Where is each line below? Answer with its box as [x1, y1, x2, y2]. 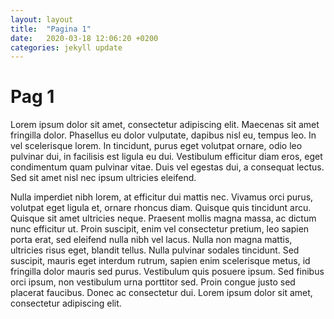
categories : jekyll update [10, 42, 123, 53]
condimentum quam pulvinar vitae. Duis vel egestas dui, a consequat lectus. [10, 161, 325, 173]
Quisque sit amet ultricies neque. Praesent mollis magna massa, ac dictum [10, 212, 317, 225]
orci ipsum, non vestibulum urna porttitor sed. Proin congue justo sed [10, 276, 296, 288]
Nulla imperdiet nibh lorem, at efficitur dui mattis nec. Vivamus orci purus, [10, 191, 314, 203]
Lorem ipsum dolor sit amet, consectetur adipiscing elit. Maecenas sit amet [10, 119, 320, 131]
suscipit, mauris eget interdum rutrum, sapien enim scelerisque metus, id [10, 255, 311, 267]
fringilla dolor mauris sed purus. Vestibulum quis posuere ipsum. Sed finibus [10, 266, 325, 278]
